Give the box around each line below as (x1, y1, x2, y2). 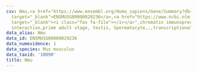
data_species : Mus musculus (6, 46, 75, 52)
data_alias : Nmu (6, 30, 46, 36)
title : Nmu (6, 57, 33, 63)
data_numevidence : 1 (6, 41, 57, 47)
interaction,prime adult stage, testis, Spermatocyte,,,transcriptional (11, 24, 193, 31)
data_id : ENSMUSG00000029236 (6, 35, 77, 41)
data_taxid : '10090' (6, 52, 57, 57)
